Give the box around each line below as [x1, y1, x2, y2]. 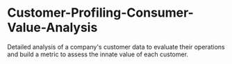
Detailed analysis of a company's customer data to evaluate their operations [7, 42, 225, 51]
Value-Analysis [7, 19, 98, 35]
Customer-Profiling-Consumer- [7, 5, 194, 21]
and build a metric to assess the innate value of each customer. [7, 50, 189, 58]
